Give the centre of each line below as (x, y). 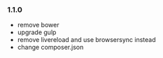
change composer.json (50, 48)
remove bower (38, 25)
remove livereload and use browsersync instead (86, 40)
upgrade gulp (37, 32)
